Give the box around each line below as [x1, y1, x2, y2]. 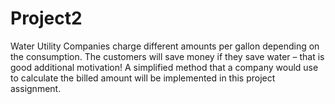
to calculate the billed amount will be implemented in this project [10, 72, 276, 84]
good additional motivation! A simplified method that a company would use [10, 61, 319, 73]
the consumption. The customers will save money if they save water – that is [10, 50, 325, 62]
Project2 [10, 7, 83, 30]
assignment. [10, 82, 62, 94]
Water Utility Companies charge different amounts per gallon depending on [10, 40, 320, 52]
